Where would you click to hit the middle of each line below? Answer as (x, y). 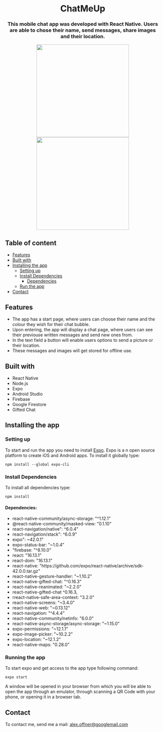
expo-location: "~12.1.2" (36, 640)
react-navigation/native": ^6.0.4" (45, 529)
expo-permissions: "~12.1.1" (40, 629)
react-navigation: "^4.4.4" (38, 613)
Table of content (31, 243)
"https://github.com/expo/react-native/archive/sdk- (92, 566)
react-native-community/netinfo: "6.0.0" (53, 618)
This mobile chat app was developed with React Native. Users (83, 24)
